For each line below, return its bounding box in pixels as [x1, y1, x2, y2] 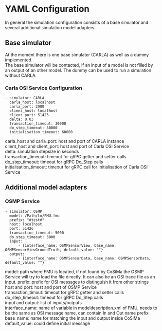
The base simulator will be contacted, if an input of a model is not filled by [5, 62, 153, 68]
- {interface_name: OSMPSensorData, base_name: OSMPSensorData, [18, 256, 151, 261]
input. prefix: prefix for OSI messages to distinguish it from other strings [5, 279, 149, 285]
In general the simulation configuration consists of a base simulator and [5, 19, 148, 25]
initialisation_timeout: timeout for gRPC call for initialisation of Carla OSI [5, 164, 148, 170]
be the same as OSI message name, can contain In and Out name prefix [5, 310, 149, 316]
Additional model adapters [5, 184, 88, 192]
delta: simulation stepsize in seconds [5, 148, 79, 154]
